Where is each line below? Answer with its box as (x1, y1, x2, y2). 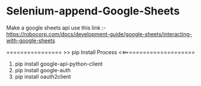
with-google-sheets (6, 37, 55, 44)
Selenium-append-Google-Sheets (6, 4, 180, 18)
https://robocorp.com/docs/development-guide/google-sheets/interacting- (6, 30, 193, 37)
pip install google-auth (14, 66, 71, 73)
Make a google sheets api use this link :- (6, 24, 106, 31)
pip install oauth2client (14, 73, 71, 80)
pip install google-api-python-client (14, 60, 103, 67)
